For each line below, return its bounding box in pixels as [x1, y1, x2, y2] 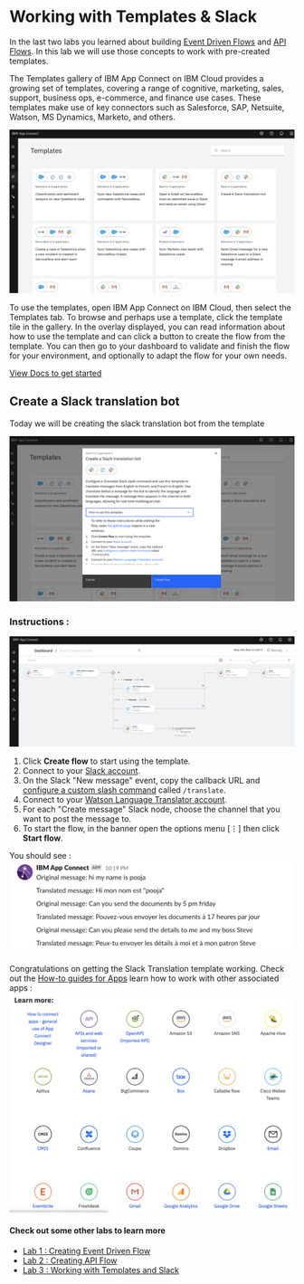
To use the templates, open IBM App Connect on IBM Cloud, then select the [9, 301, 291, 313]
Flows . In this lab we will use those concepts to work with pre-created [9, 45, 271, 56]
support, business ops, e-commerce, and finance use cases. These [9, 92, 261, 103]
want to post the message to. [22, 813, 132, 824]
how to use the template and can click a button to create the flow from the [9, 330, 286, 341]
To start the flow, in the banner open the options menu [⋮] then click [22, 823, 280, 833]
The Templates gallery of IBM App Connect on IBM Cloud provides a [9, 72, 264, 83]
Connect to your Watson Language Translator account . [22, 794, 228, 804]
